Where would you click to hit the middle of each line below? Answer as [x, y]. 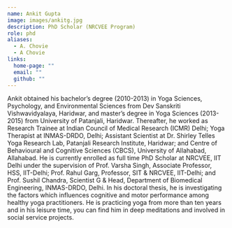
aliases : [20, 40]
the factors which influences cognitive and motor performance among [108, 195]
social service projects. [41, 218]
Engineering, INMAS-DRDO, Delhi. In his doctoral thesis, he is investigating [115, 188]
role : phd [22, 33]
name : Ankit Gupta [34, 14]
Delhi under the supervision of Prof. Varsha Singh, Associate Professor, [110, 166]
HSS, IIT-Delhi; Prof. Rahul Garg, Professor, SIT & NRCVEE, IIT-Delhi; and [112, 173]
